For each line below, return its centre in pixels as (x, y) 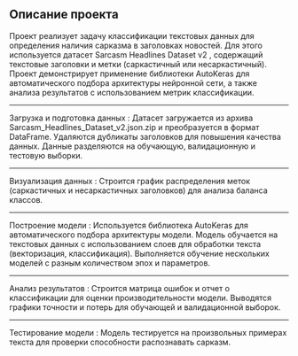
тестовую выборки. (46, 155)
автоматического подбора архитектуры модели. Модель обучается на (144, 235)
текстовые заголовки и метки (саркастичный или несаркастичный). (138, 64)
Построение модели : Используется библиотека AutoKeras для (129, 225)
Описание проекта (64, 15)
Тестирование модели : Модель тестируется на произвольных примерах (148, 332)
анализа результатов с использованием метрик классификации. (132, 92)
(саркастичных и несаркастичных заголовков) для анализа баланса (138, 190)
